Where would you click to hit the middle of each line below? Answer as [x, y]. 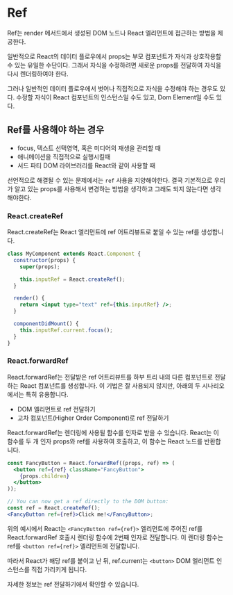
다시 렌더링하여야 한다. [38, 74]
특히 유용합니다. [47, 394]
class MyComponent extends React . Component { [74, 254]
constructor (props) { [45, 260]
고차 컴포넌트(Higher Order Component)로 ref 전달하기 [93, 418]
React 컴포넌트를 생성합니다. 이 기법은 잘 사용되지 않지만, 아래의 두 [110, 385]
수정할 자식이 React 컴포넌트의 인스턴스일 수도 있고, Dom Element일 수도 [115, 97]
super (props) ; [40, 267]
